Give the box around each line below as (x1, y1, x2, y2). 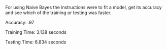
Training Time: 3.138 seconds (5, 29, 67, 35)
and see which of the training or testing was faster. (5, 10, 112, 16)
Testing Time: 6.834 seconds (5, 39, 66, 45)
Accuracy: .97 (5, 20, 35, 25)
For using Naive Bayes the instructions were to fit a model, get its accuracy (5, 5, 162, 10)
